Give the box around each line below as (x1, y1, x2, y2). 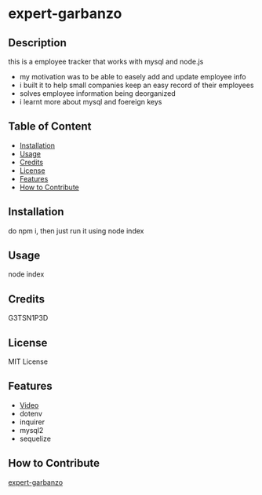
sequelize (19, 434, 51, 443)
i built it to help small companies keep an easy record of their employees (19, 80, 254, 90)
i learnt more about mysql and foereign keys (19, 97, 162, 106)
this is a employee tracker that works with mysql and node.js (8, 57, 204, 66)
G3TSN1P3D (8, 313, 49, 323)
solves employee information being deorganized (19, 89, 176, 98)
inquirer (19, 417, 45, 427)
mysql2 (19, 425, 44, 434)
